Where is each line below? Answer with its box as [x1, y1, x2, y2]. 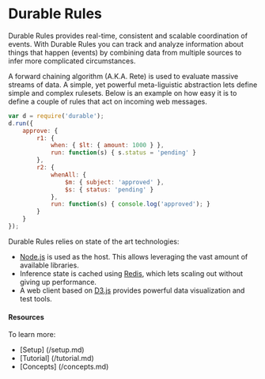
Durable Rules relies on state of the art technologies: [8, 237, 180, 246]
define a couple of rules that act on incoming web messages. [8, 97, 207, 106]
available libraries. [19, 260, 79, 270]
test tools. [19, 294, 53, 303]
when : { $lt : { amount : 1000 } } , [50, 142, 165, 150]
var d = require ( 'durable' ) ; [8, 112, 104, 119]
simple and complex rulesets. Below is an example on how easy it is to [8, 88, 237, 97]
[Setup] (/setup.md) [19, 345, 85, 354]
